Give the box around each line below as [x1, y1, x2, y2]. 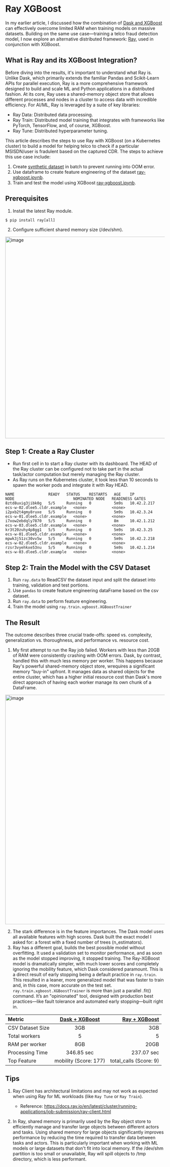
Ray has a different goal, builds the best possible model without [12, 945, 145, 950]
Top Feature [8, 1057, 36, 1064]
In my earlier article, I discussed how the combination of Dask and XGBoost [5, 20, 162, 26]
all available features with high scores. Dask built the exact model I [12, 934, 152, 940]
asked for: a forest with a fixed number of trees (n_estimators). [12, 939, 143, 945]
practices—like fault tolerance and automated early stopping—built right [12, 998, 163, 1004]
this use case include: [5, 153, 51, 160]
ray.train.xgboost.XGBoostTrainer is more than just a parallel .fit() [12, 988, 152, 993]
